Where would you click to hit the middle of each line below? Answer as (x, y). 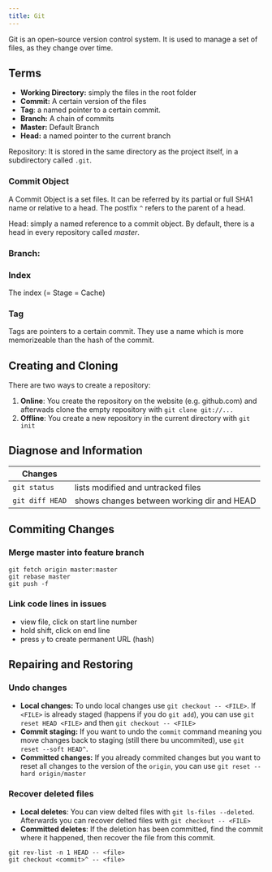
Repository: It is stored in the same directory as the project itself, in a (123, 152)
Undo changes (38, 688)
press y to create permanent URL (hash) (87, 639)
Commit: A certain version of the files (83, 102)
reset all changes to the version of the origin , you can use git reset (135, 766)
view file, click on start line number (79, 622)
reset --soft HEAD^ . (54, 748)
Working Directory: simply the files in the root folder (108, 93)
